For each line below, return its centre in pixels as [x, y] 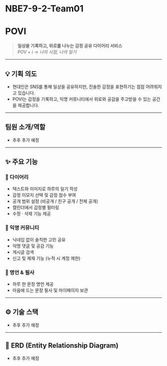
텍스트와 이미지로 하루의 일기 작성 [45, 189]
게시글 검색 [23, 252]
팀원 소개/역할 [25, 127]
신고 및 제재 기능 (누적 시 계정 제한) [46, 258]
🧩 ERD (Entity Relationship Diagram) [62, 346]
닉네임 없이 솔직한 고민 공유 [39, 239]
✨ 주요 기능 [22, 162]
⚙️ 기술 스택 [22, 312]
